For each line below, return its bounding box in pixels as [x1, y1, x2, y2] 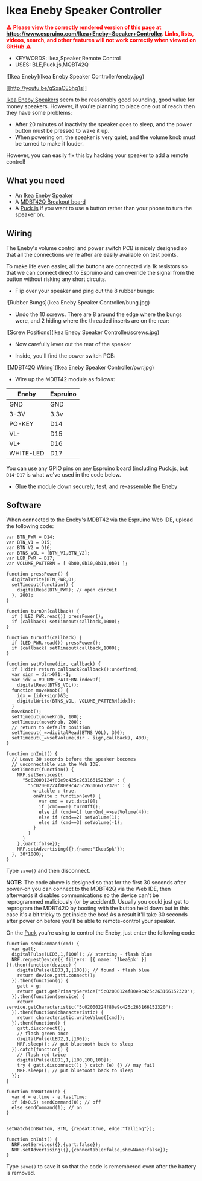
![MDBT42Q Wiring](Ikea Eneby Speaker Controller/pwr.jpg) [6, 364, 154, 371]
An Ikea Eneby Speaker [14, 191, 74, 199]
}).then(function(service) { [11, 994, 85, 1000]
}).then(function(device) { [6, 962, 77, 968]
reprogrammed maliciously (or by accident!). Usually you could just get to [6, 898, 189, 906]
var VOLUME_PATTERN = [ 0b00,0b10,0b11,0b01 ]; [6, 561, 128, 567]
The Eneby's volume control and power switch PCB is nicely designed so [6, 244, 188, 251]
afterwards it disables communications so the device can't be [6, 892, 159, 899]
